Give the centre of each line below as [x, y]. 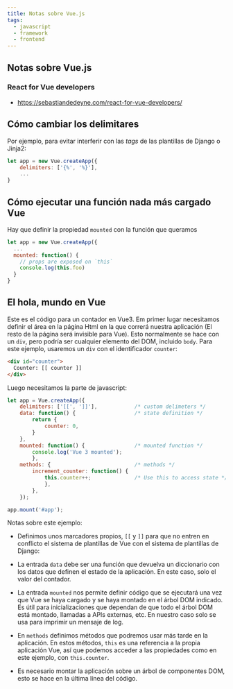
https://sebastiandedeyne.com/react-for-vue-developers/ [100, 102]
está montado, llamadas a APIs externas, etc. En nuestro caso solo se [116, 615]
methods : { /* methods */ [97, 465]
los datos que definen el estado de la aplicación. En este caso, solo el [116, 572]
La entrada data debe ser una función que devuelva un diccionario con [118, 564]
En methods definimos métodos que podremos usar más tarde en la [112, 636]
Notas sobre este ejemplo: [45, 523]
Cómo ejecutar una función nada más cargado [109, 202]
